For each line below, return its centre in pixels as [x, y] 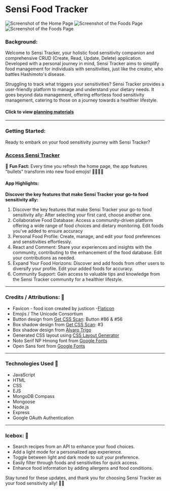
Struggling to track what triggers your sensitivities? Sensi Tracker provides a [85, 84]
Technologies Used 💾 [32, 364]
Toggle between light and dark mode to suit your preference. [76, 457]
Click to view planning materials [40, 112]
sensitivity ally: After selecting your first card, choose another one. [82, 215]
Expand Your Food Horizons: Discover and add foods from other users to [89, 263]
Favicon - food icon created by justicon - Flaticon [63, 308]
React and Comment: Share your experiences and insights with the [82, 247]
